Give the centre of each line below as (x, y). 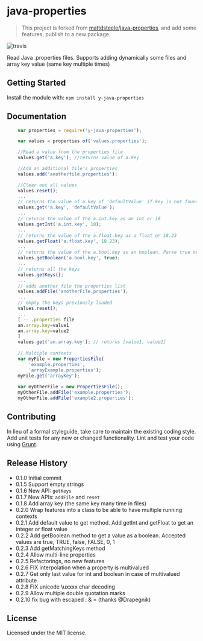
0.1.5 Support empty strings (50, 484)
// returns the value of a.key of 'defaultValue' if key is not (100, 202)
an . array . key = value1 (43, 325)
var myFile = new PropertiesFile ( (61, 359)
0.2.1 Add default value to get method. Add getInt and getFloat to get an (105, 522)
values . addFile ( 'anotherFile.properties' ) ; (73, 292)
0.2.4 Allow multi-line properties (55, 554)
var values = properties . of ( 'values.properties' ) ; (83, 141)
